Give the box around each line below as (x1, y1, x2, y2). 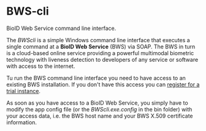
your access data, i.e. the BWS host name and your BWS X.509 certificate (6, 112, 193, 119)
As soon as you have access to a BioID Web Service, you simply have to (6, 99, 188, 107)
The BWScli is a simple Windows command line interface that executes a (6, 36, 190, 43)
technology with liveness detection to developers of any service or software (6, 56, 199, 63)
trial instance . (6, 87, 41, 94)
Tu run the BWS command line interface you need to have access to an (6, 74, 186, 81)
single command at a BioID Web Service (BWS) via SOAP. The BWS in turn (6, 43, 196, 50)
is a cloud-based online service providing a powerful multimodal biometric (6, 49, 194, 56)
